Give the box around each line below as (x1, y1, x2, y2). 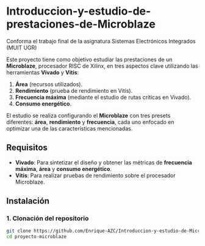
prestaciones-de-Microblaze (6, 17, 156, 31)
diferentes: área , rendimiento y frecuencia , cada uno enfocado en (6, 118, 175, 126)
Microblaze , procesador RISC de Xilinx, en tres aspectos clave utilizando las (6, 62, 198, 70)
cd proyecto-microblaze (6, 234, 67, 240)
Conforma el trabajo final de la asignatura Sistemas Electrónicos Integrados (6, 37, 196, 45)
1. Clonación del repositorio (6, 214, 89, 223)
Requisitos (6, 142, 48, 153)
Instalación (6, 196, 50, 206)
